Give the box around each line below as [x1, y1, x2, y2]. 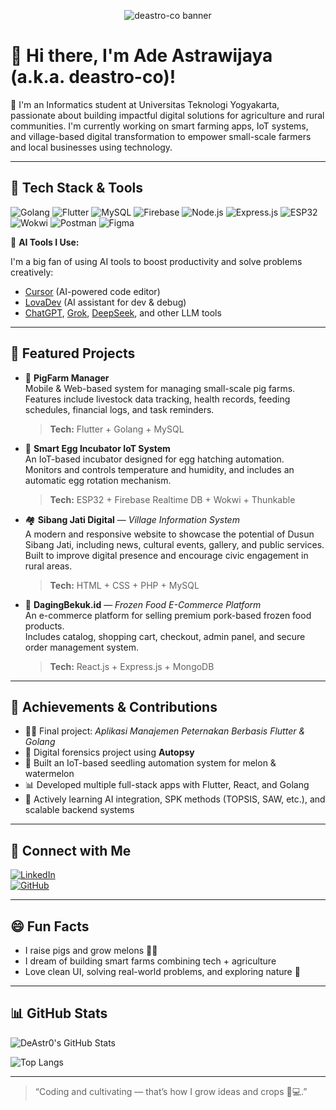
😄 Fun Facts [10, 918, 90, 935]
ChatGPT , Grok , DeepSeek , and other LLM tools [24, 306, 222, 319]
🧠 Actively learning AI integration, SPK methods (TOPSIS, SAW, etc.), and [24, 793, 326, 805]
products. [24, 620, 65, 632]
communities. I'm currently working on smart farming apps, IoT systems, [10, 120, 309, 132]
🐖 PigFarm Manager [24, 371, 110, 384]
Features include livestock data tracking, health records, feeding [24, 393, 291, 405]
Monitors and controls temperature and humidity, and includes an [24, 463, 295, 475]
